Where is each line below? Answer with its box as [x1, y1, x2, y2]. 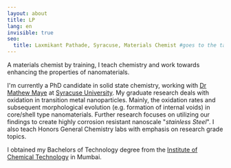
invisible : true [7, 29, 54, 36]
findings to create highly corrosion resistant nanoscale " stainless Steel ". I [7, 118, 214, 125]
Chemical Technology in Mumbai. [7, 153, 102, 161]
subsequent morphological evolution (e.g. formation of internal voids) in [7, 104, 211, 111]
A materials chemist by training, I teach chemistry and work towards [7, 61, 200, 69]
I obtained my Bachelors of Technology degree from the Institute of [7, 145, 198, 154]
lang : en [7, 23, 32, 29]
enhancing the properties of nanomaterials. [7, 68, 130, 76]
